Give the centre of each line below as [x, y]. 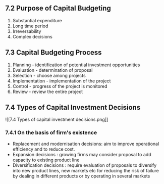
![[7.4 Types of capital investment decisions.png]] [57, 120]
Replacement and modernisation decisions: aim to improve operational [86, 144]
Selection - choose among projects [49, 75]
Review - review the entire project [48, 91]
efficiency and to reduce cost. [44, 149]
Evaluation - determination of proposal [52, 70]
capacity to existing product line [46, 160]
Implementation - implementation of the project [62, 81]
